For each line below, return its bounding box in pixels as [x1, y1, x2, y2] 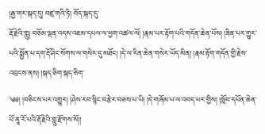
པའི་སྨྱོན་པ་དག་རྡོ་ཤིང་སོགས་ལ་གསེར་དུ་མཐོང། [9, 48, 118, 57]
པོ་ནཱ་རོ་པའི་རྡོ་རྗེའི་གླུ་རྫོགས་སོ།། [9, 115, 82, 124]
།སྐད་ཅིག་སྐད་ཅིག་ [40, 68, 85, 77]
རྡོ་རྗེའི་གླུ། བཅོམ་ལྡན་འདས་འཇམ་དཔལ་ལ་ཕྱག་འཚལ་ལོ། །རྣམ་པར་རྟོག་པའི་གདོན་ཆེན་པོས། [9, 29, 223, 37]
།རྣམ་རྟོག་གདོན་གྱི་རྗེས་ [193, 48, 248, 57]
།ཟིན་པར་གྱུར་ [224, 29, 257, 37]
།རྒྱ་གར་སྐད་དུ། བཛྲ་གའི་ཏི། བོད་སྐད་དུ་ [9, 9, 100, 17]
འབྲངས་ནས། [9, 68, 40, 77]
